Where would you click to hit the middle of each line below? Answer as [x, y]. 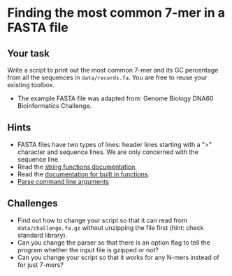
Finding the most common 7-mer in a [116, 13]
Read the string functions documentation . [77, 167]
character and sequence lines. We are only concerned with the [108, 152]
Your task [29, 53]
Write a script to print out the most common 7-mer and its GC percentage [113, 70]
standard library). [42, 235]
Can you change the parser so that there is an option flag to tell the [114, 243]
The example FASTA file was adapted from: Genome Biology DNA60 [116, 98]
